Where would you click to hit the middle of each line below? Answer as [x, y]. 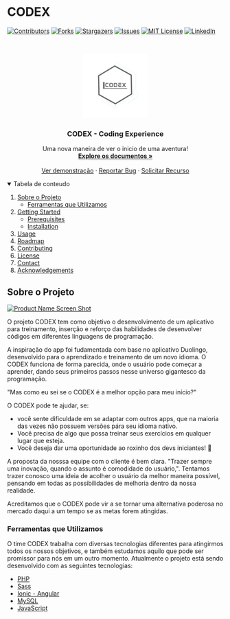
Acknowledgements [45, 270]
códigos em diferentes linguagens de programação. [80, 337]
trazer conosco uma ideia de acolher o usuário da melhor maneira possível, [114, 476]
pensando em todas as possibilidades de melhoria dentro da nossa [102, 483]
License [28, 256]
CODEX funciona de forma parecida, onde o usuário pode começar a [105, 364]
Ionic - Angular [38, 594]
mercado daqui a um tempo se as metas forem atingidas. [88, 511]
